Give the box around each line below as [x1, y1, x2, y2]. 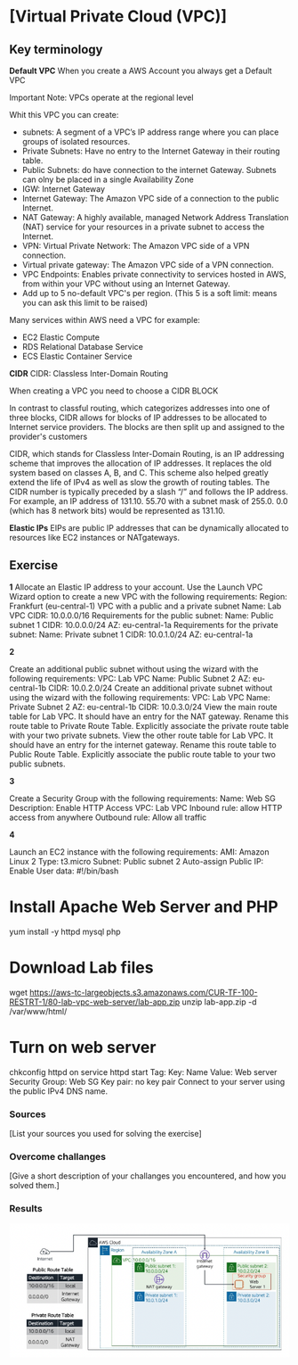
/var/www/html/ [9, 1005, 68, 1016]
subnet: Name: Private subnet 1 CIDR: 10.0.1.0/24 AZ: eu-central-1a [9, 629, 254, 640]
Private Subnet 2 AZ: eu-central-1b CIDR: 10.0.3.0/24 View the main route [9, 701, 278, 712]
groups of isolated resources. [21, 136, 131, 146]
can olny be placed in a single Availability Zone [21, 174, 194, 185]
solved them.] [9, 1180, 60, 1191]
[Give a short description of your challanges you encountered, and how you [9, 1171, 286, 1181]
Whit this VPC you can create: [9, 110, 119, 120]
